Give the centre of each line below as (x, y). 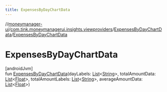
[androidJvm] (19, 68)
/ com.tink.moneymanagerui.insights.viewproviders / (62, 29)
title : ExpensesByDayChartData (38, 10)
